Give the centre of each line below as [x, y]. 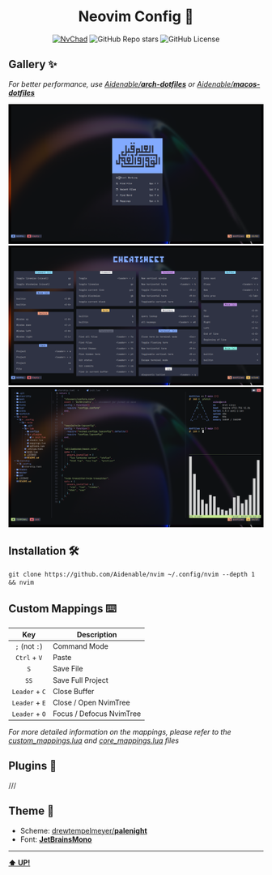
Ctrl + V [29, 658]
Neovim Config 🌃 [136, 17]
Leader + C [29, 691]
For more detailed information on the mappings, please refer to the [120, 731]
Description [97, 634]
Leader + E [29, 703]
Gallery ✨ [33, 64]
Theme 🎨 [32, 811]
